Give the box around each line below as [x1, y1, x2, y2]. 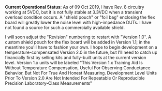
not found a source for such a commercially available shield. [5, 25, 125, 30]
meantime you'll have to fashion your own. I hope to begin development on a [5, 45, 158, 50]
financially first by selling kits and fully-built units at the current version [5, 55, 147, 60]
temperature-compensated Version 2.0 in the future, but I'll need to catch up [5, 49, 158, 55]
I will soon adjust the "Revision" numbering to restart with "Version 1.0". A [5, 34, 151, 40]
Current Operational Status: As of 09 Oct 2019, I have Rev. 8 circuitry [5, 4, 144, 10]
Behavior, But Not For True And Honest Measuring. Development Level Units [5, 70, 157, 76]
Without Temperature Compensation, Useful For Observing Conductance [5, 65, 151, 71]
